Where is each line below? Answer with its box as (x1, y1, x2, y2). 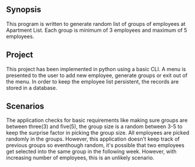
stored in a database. (6, 84, 58, 91)
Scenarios (6, 101, 44, 111)
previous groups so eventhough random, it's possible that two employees (6, 142, 184, 149)
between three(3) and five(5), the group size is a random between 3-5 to (6, 123, 183, 130)
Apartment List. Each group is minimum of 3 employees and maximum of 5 (6, 26, 187, 34)
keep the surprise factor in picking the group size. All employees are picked (6, 129, 190, 136)
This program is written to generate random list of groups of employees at (6, 20, 186, 27)
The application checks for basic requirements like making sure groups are (6, 117, 188, 124)
